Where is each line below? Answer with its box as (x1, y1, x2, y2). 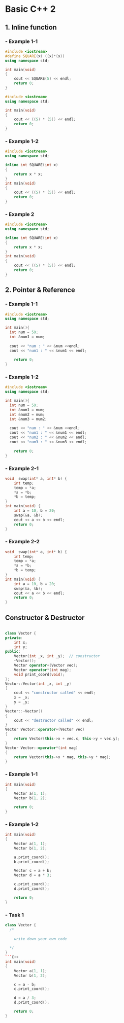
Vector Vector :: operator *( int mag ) (5, 745, 78, 750)
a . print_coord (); (14, 854, 50, 860)
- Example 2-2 (5, 538, 40, 545)
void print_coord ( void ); (14, 672, 65, 677)
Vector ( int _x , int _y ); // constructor (14, 654, 100, 659)
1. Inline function (5, 23, 57, 32)
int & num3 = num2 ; (9, 417, 48, 422)
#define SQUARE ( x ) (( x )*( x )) (5, 53, 65, 59)
